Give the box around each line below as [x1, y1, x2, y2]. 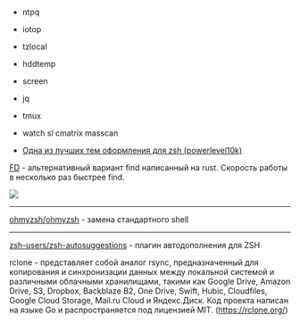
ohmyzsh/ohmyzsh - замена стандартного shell [9, 214, 189, 225]
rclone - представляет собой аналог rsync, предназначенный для [9, 257, 259, 268]
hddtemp [21, 59, 56, 69]
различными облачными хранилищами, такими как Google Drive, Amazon [9, 276, 291, 287]
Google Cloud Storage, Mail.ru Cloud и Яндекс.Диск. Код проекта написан [9, 295, 288, 305]
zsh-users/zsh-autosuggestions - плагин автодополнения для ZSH [9, 240, 261, 250]
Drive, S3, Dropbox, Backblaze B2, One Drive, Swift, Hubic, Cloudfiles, [9, 286, 268, 296]
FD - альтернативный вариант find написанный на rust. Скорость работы [9, 162, 288, 172]
